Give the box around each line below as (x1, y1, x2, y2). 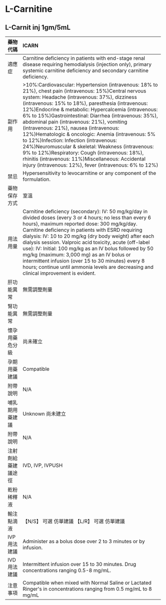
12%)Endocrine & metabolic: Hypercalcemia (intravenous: (22, 106, 158, 113)
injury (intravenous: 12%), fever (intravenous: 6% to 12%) (22, 162, 159, 169)
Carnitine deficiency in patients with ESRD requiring (22, 226, 142, 233)
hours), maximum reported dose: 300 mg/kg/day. (22, 220, 137, 227)
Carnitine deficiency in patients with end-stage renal (22, 55, 145, 61)
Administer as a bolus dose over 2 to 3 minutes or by (22, 538, 145, 545)
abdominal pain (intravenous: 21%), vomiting (22, 119, 127, 125)
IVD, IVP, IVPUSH (22, 462, 63, 469)
